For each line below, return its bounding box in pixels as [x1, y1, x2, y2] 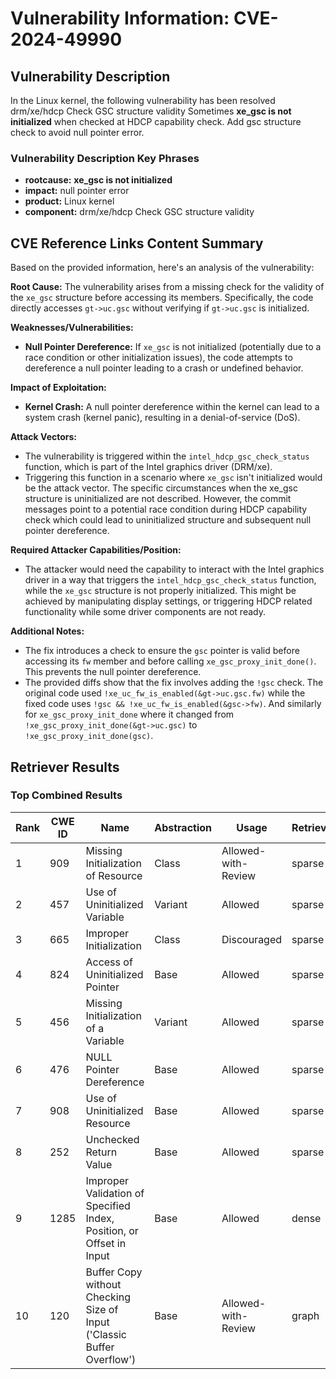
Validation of [85, 1186, 145, 1200]
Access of [85, 955, 133, 969]
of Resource [85, 868, 143, 882]
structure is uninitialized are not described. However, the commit [24, 493, 292, 505]
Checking [85, 1290, 132, 1304]
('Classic [85, 1327, 127, 1341]
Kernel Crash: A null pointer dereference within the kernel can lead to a [24, 401, 320, 413]
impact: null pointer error [24, 185, 130, 197]
